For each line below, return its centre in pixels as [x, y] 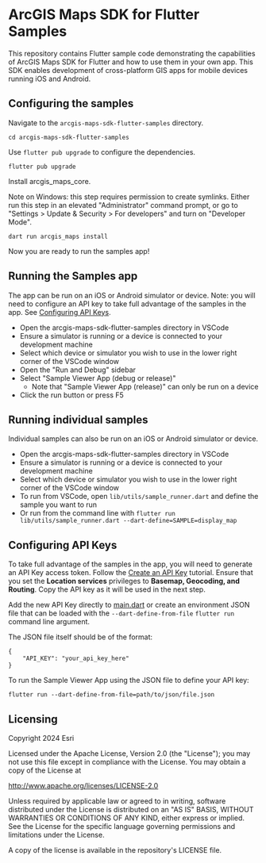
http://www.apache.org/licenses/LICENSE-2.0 [83, 786]
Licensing [33, 719]
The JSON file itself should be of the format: [81, 637]
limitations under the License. [56, 835]
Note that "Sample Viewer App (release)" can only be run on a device [145, 386]
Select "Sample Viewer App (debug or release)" [98, 378]
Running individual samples [78, 419]
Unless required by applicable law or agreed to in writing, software [117, 801]
